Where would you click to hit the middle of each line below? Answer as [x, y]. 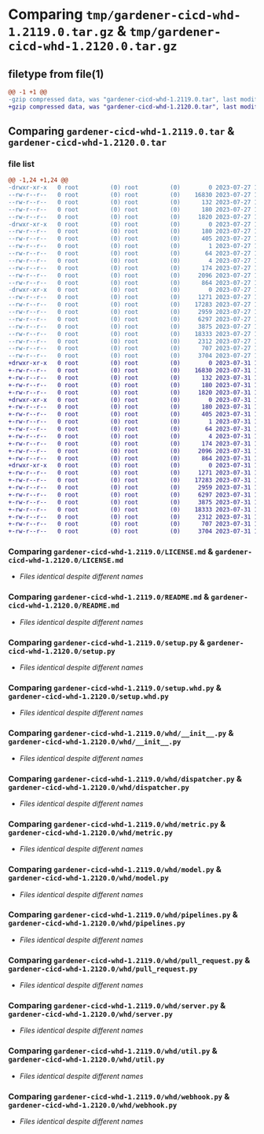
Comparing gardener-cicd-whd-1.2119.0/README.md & [109, 597]
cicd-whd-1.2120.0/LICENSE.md [66, 561]
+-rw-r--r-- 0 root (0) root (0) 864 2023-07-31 [130, 458]
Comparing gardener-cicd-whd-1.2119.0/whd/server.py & [117, 1006]
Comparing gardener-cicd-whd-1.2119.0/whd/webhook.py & [119, 1096]
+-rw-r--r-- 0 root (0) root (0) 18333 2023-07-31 [130, 509]
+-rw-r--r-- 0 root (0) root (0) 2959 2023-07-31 [130, 488]
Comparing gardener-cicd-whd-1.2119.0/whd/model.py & [115, 870]
